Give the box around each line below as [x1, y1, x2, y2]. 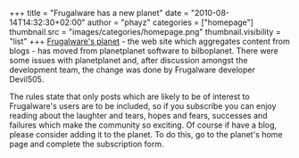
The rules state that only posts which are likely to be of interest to [9, 91, 250, 102]
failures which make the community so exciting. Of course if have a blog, [9, 120, 278, 130]
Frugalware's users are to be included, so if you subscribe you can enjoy [9, 101, 277, 111]
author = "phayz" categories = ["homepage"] [87, 17, 254, 28]
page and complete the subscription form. [9, 138, 164, 149]
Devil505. [9, 74, 45, 84]
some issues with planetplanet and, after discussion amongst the [9, 55, 248, 65]
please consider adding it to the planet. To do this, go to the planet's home [9, 129, 283, 139]
